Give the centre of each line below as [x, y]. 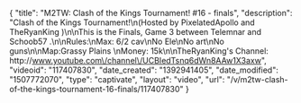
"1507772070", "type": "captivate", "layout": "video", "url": [117, 79]
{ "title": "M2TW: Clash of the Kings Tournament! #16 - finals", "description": [151, 13]
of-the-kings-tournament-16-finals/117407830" [96, 89]
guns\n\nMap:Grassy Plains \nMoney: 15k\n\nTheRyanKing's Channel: [139, 51]
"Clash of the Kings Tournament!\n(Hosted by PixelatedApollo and [132, 22]
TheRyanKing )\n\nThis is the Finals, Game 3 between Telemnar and [136, 32]
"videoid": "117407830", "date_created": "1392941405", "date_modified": [144, 70]
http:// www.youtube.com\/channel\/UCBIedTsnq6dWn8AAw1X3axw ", [138, 60]
